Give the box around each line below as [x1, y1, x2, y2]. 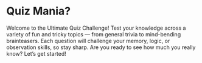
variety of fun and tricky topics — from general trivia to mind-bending [6, 30, 181, 38]
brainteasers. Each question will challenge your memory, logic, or [6, 37, 170, 44]
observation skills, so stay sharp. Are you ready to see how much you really [6, 44, 196, 51]
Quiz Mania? [6, 4, 71, 18]
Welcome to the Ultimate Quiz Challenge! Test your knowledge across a [6, 24, 186, 31]
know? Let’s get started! [6, 50, 67, 57]
